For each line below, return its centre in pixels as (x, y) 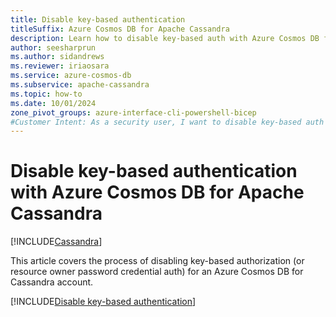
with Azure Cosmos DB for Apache (157, 192)
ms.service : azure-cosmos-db (71, 76)
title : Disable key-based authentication (98, 19)
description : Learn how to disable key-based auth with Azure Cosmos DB (165, 38)
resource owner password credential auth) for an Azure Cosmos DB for (157, 272)
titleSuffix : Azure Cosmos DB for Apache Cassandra (120, 29)
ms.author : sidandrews (57, 57)
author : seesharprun (53, 47)
